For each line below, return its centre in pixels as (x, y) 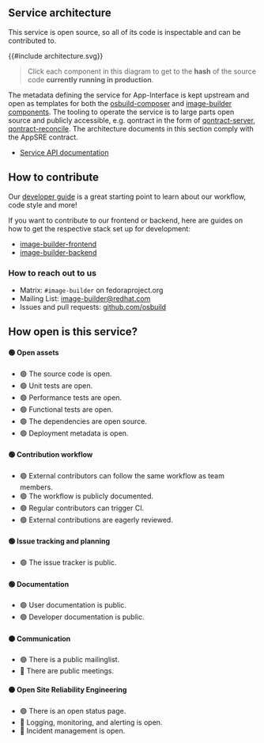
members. (36, 487)
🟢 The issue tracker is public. (68, 562)
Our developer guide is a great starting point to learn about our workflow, (127, 196)
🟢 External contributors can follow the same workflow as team (122, 475)
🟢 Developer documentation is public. (82, 617)
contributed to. (32, 40)
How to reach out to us (53, 272)
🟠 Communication (40, 638)
